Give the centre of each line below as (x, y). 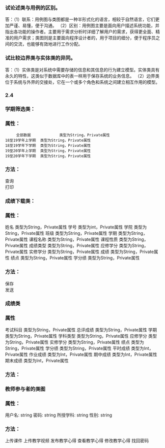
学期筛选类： (20, 109)
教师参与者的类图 (25, 389)
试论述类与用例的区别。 (33, 7)
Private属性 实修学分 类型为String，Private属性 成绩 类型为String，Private (80, 252)
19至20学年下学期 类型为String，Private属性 (48, 156)
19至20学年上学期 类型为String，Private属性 (48, 151)
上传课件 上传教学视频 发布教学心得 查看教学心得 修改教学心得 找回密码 (77, 441)
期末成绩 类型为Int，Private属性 (37, 360)
